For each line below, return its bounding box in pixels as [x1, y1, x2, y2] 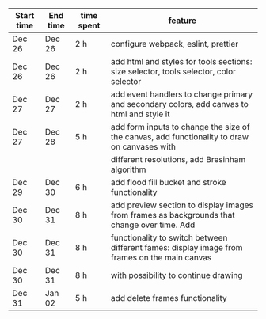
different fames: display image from [110, 242, 243, 253]
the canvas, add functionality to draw [110, 131, 249, 142]
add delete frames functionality [110, 293, 227, 303]
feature [168, 15, 196, 26]
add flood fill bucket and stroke [110, 177, 227, 188]
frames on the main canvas [110, 253, 212, 263]
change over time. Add [110, 219, 196, 230]
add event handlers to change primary [110, 89, 253, 100]
